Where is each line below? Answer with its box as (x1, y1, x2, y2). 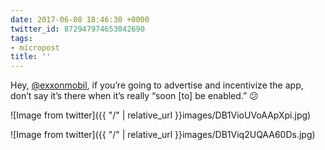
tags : (10, 33, 33, 43)
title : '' (10, 52, 52, 62)
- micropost (10, 42, 60, 53)
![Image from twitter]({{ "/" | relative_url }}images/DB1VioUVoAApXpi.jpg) (10, 109, 312, 121)
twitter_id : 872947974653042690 (10, 24, 145, 34)
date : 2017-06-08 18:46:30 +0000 (10, 14, 150, 25)
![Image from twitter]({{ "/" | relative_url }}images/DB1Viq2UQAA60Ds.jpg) (10, 129, 316, 141)
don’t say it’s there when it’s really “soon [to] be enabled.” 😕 (10, 90, 259, 102)
